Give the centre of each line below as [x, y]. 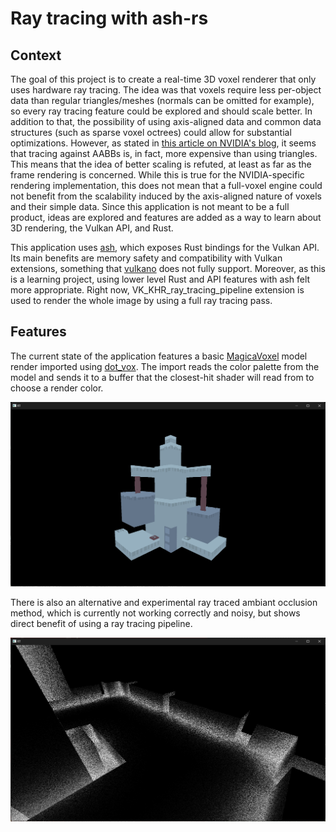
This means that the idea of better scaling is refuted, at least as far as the [161, 164]
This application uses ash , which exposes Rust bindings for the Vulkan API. [165, 247]
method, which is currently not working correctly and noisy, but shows [155, 613]
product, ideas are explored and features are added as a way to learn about [166, 217]
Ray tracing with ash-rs [109, 18]
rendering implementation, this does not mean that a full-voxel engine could [166, 185]
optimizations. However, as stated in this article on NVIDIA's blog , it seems [163, 143]
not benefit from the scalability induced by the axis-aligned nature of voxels [166, 196]
